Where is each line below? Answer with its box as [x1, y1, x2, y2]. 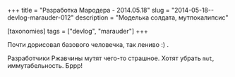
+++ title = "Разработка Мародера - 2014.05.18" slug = [7, 6, 171, 14]
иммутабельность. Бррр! [7, 62, 83, 69]
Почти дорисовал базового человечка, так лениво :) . [7, 41, 169, 48]
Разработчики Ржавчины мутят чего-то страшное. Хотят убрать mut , [7, 54, 215, 62]
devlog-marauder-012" [7, 13, 74, 22]
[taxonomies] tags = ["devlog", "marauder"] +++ [7, 27, 148, 35]
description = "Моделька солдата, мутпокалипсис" [75, 13, 229, 22]
